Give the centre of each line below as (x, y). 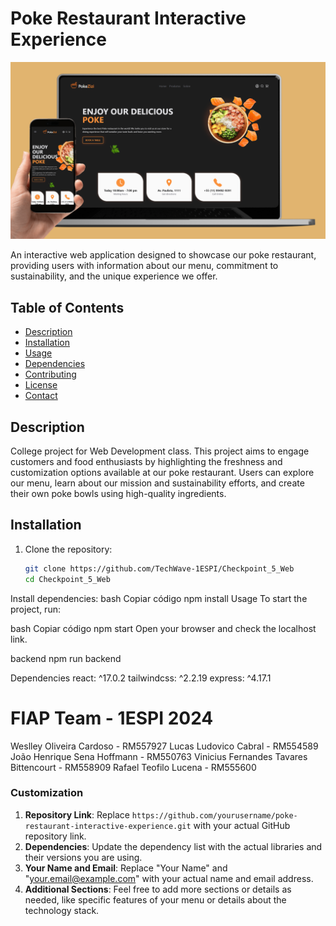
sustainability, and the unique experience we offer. (114, 276)
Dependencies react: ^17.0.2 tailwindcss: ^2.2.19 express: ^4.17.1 (141, 678)
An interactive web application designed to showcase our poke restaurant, (163, 255)
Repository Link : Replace (77, 814)
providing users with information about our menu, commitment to (144, 266)
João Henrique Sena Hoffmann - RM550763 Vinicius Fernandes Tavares (159, 756)
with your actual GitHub (242, 825)
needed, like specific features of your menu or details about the (155, 899)
